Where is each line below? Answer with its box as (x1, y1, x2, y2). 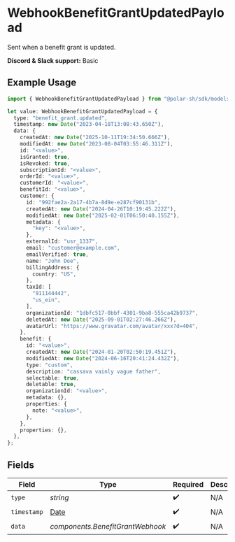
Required (172, 479, 204, 489)
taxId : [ (25, 283, 52, 291)
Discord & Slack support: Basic (7, 56, 99, 64)
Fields (7, 459, 35, 471)
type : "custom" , (25, 362, 73, 369)
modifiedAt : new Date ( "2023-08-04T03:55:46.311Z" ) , (20, 141, 173, 148)
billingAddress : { (25, 264, 80, 271)
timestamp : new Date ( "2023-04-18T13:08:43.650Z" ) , (13, 121, 164, 128)
